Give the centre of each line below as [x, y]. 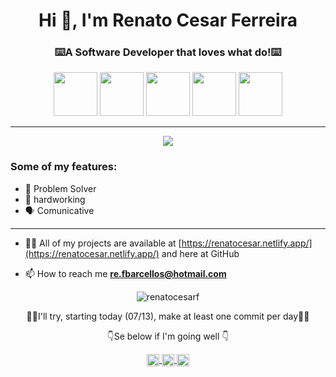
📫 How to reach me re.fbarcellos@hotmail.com [125, 273]
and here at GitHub [200, 253]
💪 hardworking [55, 199]
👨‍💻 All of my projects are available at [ [103, 243]
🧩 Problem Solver [60, 188]
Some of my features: [64, 167]
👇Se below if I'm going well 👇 [168, 336]
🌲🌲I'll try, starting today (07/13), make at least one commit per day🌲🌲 [168, 316]
